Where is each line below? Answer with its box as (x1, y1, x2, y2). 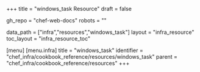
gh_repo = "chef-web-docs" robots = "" (6, 17, 107, 24)
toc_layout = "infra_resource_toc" (6, 35, 91, 42)
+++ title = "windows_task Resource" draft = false (6, 5, 132, 12)
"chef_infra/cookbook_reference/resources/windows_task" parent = (6, 53, 178, 60)
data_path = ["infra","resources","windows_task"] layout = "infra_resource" (6, 28, 195, 36)
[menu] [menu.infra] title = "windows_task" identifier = (6, 47, 143, 54)
